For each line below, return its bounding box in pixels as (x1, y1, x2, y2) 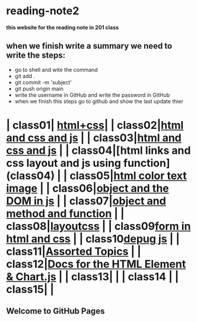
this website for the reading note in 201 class (6, 24, 119, 31)
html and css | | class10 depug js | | (6, 232, 180, 245)
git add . (14, 72, 36, 80)
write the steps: (6, 50, 66, 61)
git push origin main (14, 85, 63, 92)
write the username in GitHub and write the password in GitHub (14, 91, 170, 99)
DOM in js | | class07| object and (6, 194, 166, 207)
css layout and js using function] (6, 156, 170, 170)
